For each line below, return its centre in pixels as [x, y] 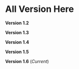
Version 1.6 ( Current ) [27, 61]
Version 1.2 [17, 23]
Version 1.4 [17, 42]
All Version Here [39, 9]
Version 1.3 [17, 32]
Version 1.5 [17, 52]
